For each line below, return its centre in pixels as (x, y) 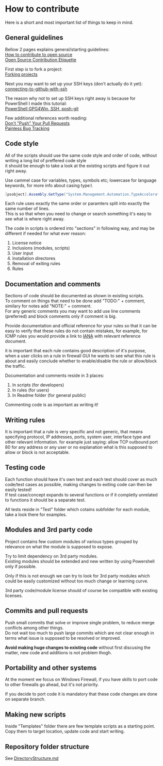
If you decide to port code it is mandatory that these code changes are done (81, 694)
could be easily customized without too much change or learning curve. (77, 581)
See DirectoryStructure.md (32, 758)
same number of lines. (27, 209)
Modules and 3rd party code (49, 530)
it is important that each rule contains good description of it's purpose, (76, 351)
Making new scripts (36, 714)
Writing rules (25, 420)
